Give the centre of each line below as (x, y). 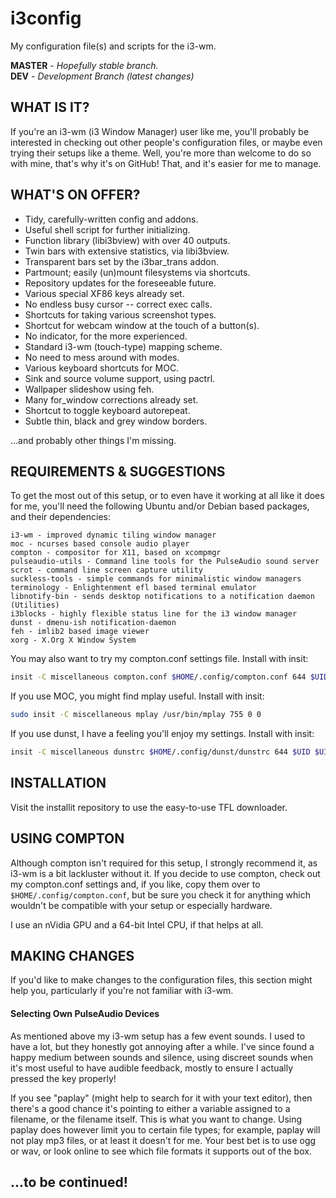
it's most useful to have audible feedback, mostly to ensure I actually (152, 1068)
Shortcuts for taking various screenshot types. (120, 314)
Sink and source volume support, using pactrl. (120, 378)
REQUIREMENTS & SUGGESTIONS (118, 471)
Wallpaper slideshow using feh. (89, 389)
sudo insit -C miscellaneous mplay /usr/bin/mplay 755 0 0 (136, 715)
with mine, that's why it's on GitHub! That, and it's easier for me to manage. (166, 163)
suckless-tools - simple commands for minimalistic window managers (156, 579)
